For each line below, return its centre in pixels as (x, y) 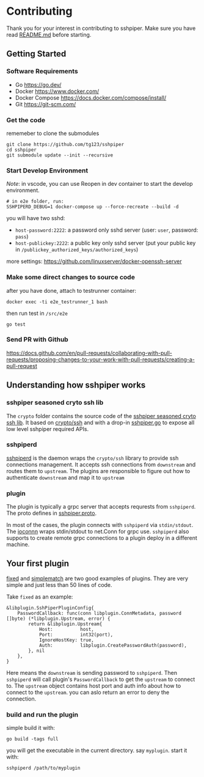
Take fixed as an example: (40, 597)
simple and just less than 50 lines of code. (59, 584)
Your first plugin (38, 564)
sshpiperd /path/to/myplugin (43, 768)
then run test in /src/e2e (37, 313)
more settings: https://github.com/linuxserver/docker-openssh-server (94, 262)
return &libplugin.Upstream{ (65, 624)
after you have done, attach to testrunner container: (71, 290)
